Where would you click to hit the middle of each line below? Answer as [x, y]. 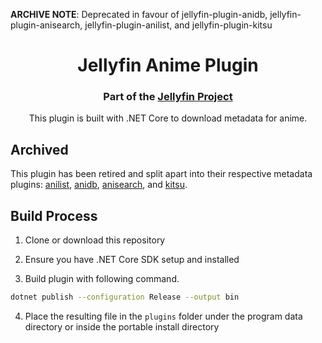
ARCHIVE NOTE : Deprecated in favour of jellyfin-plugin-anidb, [139, 14]
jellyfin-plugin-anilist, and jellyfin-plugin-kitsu [178, 25]
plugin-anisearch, [46, 25]
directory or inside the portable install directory [122, 326]
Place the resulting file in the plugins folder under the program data [163, 316]
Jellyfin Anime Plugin [168, 65]
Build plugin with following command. [102, 279]
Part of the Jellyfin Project [168, 97]
